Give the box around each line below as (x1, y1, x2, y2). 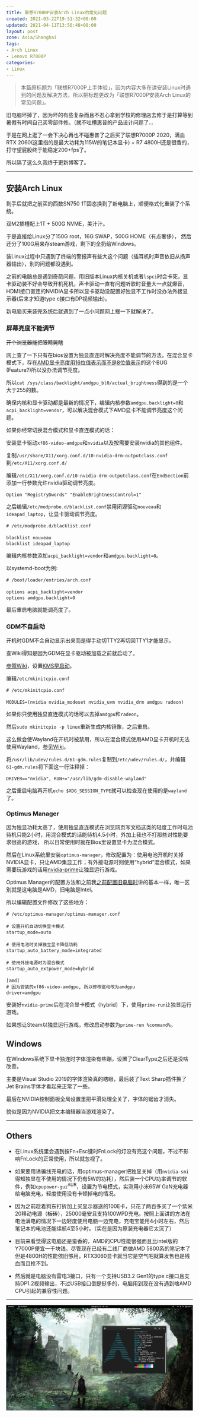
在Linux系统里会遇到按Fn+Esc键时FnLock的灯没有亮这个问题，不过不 (14, 1147, 184, 1155)
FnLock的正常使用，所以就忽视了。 (20, 1155, 105, 1162)
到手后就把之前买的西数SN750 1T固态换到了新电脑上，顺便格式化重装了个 (6, 200, 185, 207)
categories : (6, 59, 36, 65)
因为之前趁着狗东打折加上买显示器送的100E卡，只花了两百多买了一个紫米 (14, 1203, 193, 1210)
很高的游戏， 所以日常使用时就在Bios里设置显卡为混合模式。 (11, 839, 159, 846)
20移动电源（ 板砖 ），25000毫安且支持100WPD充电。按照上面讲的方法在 (14, 1210, 191, 1217)
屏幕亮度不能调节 (6, 324, 55, 333)
